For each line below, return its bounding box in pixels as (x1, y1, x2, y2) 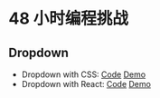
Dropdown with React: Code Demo (21, 79, 151, 89)
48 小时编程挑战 (8, 8, 128, 29)
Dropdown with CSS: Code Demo (21, 69, 146, 80)
